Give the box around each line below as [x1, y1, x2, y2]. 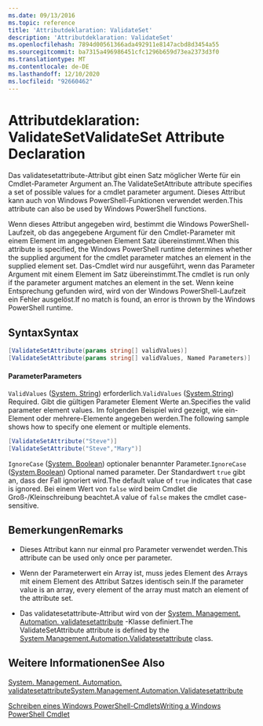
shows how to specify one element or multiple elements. [8, 422, 191, 432]
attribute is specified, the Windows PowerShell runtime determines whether [8, 245, 253, 254]
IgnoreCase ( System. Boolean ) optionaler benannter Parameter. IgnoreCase [8, 458, 247, 469]
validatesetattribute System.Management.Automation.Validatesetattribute [8, 686, 243, 695]
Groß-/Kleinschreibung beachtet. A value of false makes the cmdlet [8, 492, 226, 502]
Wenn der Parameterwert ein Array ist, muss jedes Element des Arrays [19, 568, 248, 577]
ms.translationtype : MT [8, 56, 86, 64]
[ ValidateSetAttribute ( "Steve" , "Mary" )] [8, 445, 143, 453]
